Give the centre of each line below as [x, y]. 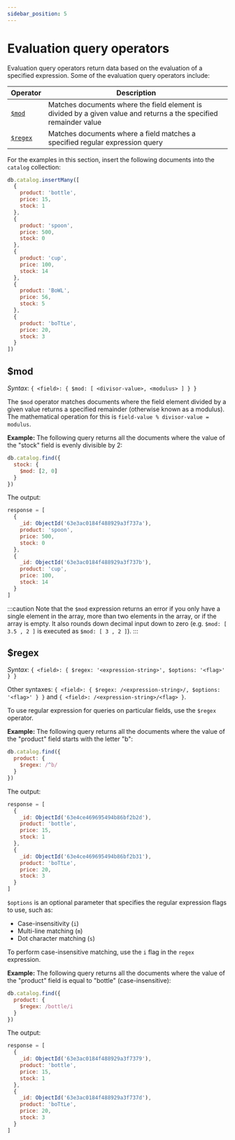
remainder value [74, 122]
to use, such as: [30, 910]
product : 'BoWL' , [45, 291]
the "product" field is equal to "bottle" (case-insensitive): [89, 981]
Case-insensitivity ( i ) [48, 924]
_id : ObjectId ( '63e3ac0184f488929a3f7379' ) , [86, 1059]
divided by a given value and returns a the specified [133, 113]
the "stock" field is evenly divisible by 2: [65, 445]
